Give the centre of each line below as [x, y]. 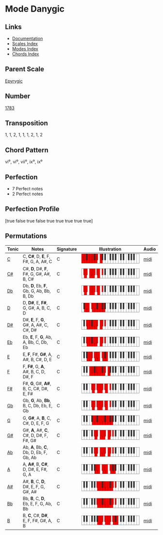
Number [18, 96]
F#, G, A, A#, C [37, 262]
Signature [67, 249]
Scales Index [25, 44]
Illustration [110, 249]
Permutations [26, 236]
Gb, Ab [30, 458]
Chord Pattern [27, 150]
